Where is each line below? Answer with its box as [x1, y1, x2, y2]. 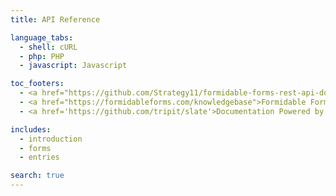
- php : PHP [19, 51, 65, 61]
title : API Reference [10, 14, 101, 25]
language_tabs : [10, 32, 74, 43]
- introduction [19, 134, 83, 144]
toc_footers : [10, 79, 65, 89]
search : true [10, 171, 65, 181]
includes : [10, 124, 52, 135]
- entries [19, 152, 60, 163]
